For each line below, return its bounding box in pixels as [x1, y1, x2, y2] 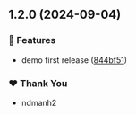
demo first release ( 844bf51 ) [21, 54, 127, 66]
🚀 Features [8, 34, 56, 47]
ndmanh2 [21, 97, 57, 108]
